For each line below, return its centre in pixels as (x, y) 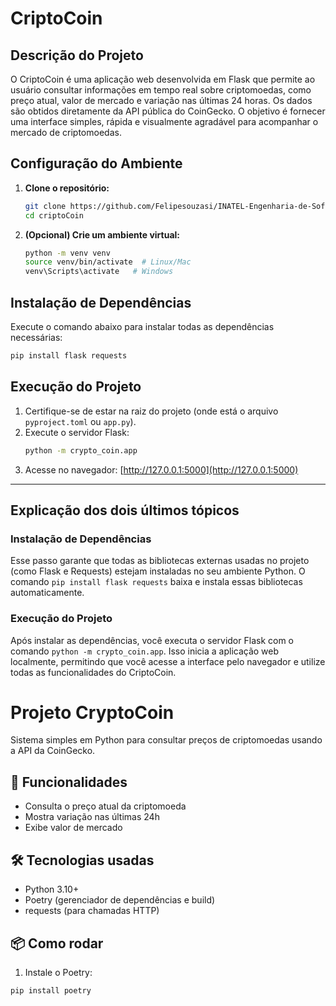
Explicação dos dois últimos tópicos (125, 510)
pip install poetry (51, 990)
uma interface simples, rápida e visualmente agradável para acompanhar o (164, 121)
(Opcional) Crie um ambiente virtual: (102, 234)
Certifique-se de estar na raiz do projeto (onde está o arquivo (151, 411)
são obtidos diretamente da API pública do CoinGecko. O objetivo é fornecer (168, 111)
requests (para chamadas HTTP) (92, 911)
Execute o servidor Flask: (77, 432)
